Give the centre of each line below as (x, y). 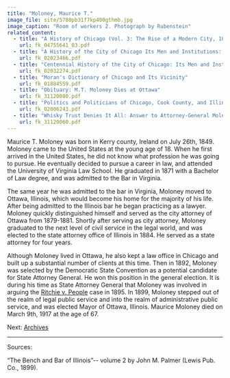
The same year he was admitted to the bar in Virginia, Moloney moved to (110, 191)
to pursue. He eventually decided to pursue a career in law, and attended (110, 163)
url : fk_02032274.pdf (50, 71)
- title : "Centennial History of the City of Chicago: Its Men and (112, 64)
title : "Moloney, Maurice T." (50, 13)
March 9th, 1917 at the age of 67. (53, 314)
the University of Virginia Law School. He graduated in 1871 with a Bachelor (113, 170)
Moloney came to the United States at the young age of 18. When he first (110, 149)
